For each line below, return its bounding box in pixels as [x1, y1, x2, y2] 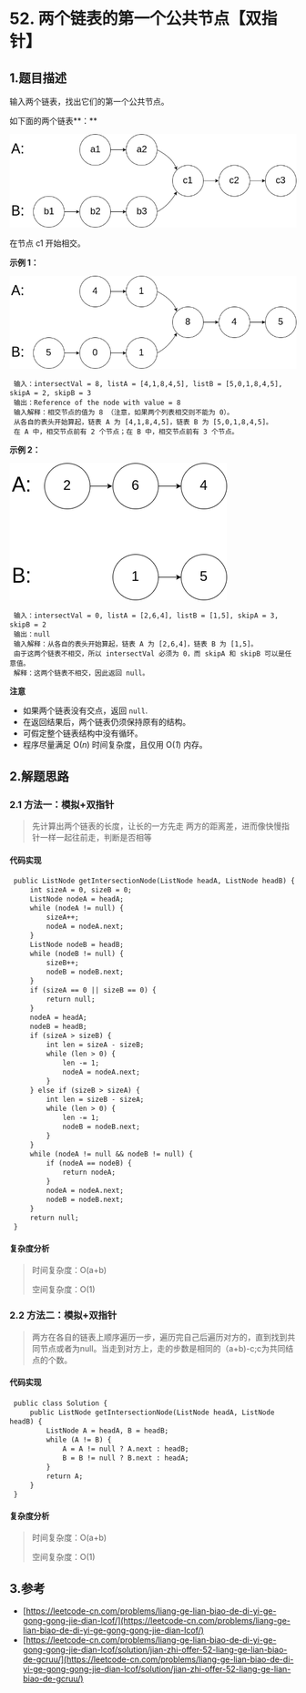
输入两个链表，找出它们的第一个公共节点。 [9, 97, 169, 107]
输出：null [13, 630, 51, 639]
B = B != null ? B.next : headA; [62, 1453, 189, 1463]
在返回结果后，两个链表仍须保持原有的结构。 [22, 717, 191, 728]
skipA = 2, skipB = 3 [9, 389, 92, 398]
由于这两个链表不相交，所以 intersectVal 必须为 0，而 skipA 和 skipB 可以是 [13, 649, 285, 658]
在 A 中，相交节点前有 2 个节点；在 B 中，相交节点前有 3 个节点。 [13, 427, 240, 437]
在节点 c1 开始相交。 [9, 238, 87, 249]
